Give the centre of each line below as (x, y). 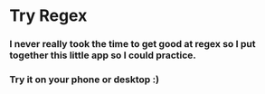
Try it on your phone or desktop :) (85, 80)
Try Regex (48, 16)
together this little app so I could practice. (103, 55)
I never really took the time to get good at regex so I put (132, 44)
